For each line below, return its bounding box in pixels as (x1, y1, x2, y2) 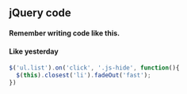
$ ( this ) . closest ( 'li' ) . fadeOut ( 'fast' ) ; (16, 71, 151, 80)
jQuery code (9, 6, 72, 20)
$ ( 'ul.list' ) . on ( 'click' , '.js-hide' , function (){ (9, 64, 180, 72)
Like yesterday (9, 47, 59, 56)
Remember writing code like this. (9, 28, 120, 38)
